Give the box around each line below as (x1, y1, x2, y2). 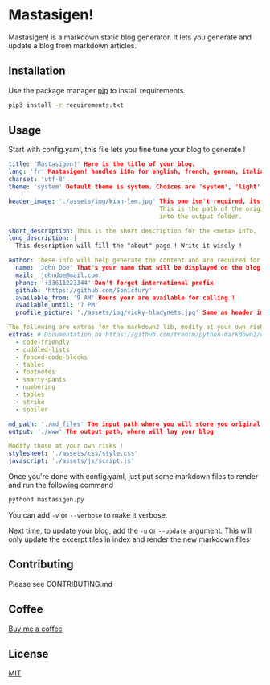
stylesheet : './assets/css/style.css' (8, 449, 138, 458)
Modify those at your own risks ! (8, 442, 125, 450)
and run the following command (8, 481, 114, 490)
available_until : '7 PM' (15, 301, 99, 309)
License (8, 646, 49, 661)
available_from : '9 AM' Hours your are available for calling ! (15, 294, 235, 302)
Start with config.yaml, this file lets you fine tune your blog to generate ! (8, 145, 246, 155)
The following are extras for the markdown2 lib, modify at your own (8, 324, 247, 332)
